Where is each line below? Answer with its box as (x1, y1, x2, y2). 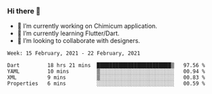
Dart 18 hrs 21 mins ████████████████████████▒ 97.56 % (7, 62, 206, 69)
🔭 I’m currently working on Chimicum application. (17, 22, 157, 30)
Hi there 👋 (7, 6, 41, 16)
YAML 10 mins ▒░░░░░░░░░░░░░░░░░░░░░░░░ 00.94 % (7, 68, 206, 75)
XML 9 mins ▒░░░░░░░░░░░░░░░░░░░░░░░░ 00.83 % (7, 74, 206, 82)
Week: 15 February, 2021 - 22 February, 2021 (7, 50, 140, 57)
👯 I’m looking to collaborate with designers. (17, 37, 140, 45)
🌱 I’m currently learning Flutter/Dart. (17, 29, 119, 37)
